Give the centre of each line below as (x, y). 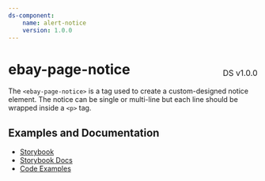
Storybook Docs (46, 160)
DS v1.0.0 (240, 74)
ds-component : (32, 15)
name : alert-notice (55, 23)
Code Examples (45, 169)
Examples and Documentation (84, 132)
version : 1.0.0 (47, 30)
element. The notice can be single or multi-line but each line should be (123, 100)
